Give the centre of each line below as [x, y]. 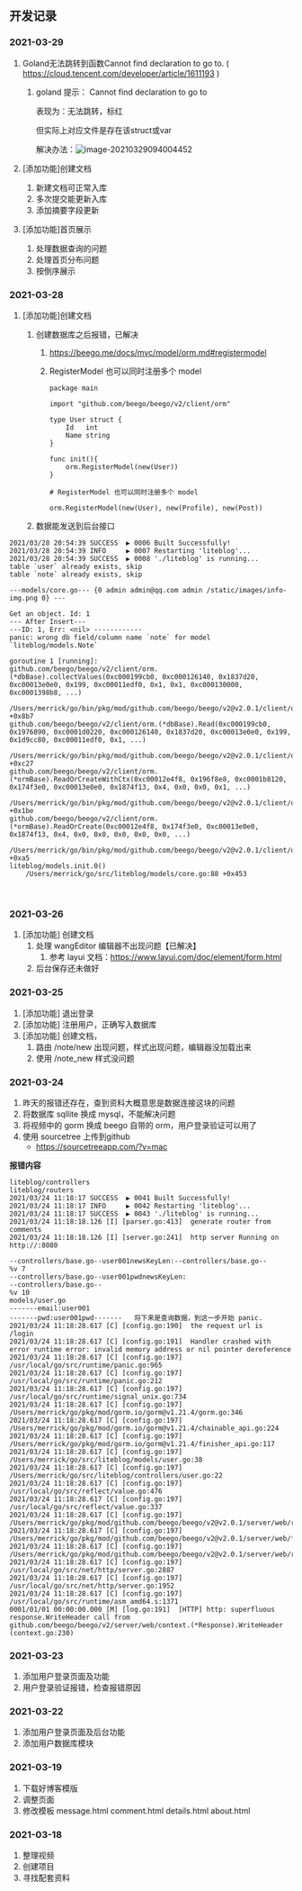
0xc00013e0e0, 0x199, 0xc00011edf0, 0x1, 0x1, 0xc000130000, [126, 684]
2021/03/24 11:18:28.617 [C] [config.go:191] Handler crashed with [140, 1341]
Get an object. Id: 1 [50, 614]
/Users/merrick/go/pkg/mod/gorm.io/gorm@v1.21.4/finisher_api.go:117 [142, 1443]
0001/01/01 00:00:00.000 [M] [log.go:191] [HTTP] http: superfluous [142, 1609]
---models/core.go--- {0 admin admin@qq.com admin [106, 590]
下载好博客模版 [50, 1788]
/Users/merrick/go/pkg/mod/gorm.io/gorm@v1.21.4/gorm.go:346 [126, 1412]
